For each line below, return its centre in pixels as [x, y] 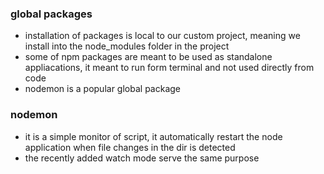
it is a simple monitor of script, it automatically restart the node [153, 136]
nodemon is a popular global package [102, 89]
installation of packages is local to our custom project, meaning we [162, 36]
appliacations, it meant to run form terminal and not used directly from [169, 68]
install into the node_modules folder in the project [127, 46]
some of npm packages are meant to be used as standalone [148, 57]
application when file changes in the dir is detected [130, 147]
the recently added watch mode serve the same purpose [142, 158]
